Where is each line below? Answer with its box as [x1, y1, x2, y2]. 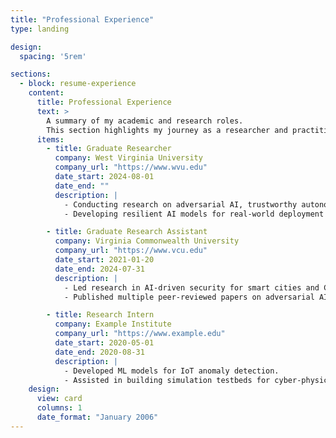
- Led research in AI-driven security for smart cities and [63, 282, 320, 293]
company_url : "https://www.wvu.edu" [54, 162, 208, 173]
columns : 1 [36, 403, 83, 413]
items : [36, 134, 65, 145]
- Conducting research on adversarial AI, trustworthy [63, 199, 298, 210]
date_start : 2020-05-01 [54, 338, 155, 348]
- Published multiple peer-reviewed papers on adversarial [63, 292, 315, 302]
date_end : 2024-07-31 [54, 264, 145, 274]
